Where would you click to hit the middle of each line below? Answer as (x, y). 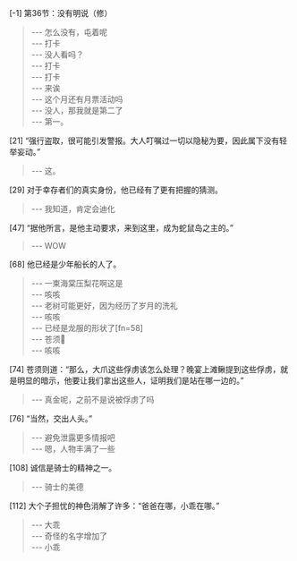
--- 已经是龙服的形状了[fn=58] (87, 328)
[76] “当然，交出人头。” (51, 418)
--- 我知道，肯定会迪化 (73, 209)
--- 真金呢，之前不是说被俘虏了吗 (93, 399)
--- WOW (49, 246)
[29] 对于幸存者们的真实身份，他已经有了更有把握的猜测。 (116, 190)
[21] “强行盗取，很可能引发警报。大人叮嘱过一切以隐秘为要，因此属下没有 (144, 140)
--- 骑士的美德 (58, 487)
